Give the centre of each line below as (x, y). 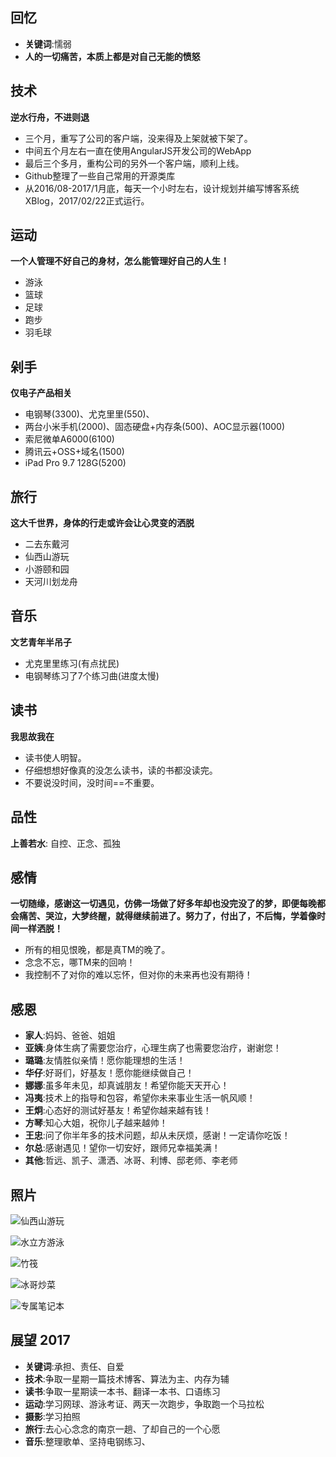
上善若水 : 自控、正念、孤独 (65, 843)
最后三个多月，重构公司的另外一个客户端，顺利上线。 (134, 163)
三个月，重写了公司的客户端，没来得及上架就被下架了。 (138, 138)
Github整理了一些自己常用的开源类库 (100, 175)
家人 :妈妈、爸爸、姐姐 (70, 1035)
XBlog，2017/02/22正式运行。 (87, 200)
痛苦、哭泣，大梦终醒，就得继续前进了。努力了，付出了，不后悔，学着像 (167, 916)
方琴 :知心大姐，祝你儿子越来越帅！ (96, 1123)
